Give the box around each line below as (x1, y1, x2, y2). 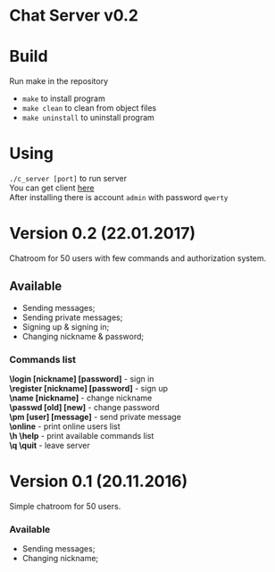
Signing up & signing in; (21, 321, 110, 332)
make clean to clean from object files (21, 103, 157, 114)
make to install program (21, 93, 105, 104)
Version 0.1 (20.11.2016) (9, 471, 188, 492)
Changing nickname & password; (21, 331, 145, 341)
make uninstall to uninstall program (21, 113, 154, 123)
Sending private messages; (21, 312, 123, 323)
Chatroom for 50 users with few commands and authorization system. (9, 253, 267, 264)
